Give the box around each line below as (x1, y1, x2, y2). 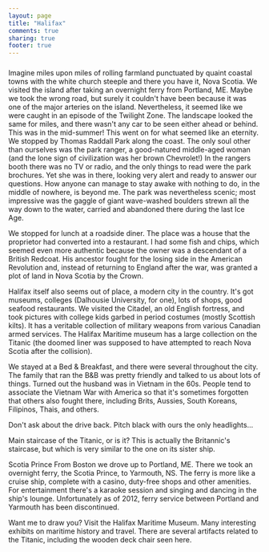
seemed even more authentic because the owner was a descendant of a (8, 246, 247, 255)
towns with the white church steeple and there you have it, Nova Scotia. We (8, 77, 258, 87)
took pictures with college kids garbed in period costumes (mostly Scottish (8, 312, 256, 322)
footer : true (8, 42, 52, 50)
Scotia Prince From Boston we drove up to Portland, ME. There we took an (8, 460, 254, 469)
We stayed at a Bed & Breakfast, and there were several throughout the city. (8, 362, 259, 371)
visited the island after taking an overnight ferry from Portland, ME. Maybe (8, 85, 254, 95)
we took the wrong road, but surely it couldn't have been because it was (8, 94, 247, 103)
